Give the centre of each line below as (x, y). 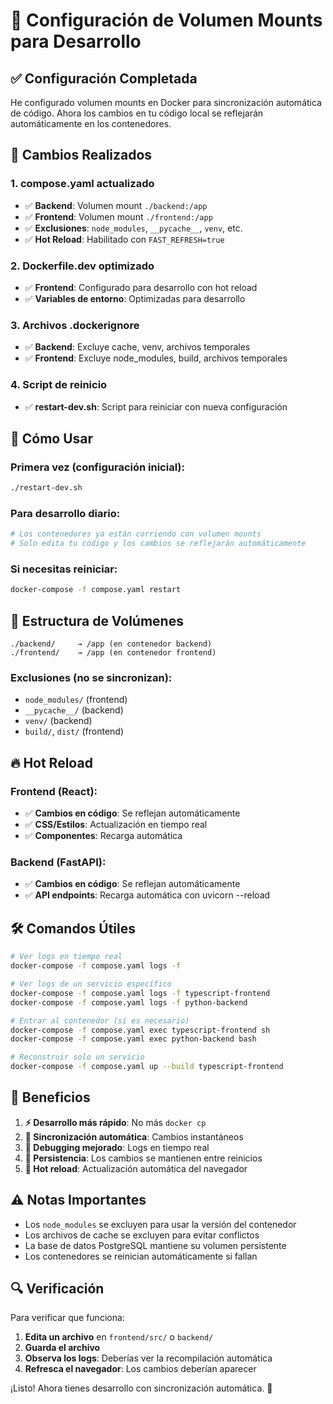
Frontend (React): (54, 791)
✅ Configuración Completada (104, 78)
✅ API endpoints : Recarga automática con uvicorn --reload (147, 895)
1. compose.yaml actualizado (82, 184)
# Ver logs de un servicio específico (91, 984)
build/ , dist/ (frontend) (74, 731)
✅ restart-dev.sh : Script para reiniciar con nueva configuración (156, 406)
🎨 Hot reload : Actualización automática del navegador (136, 1168)
